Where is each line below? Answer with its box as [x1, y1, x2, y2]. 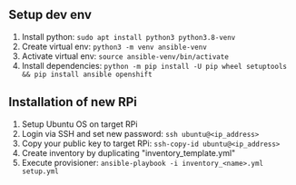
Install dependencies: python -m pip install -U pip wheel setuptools [21, 60, 288, 71]
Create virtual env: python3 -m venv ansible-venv [21, 41, 208, 52]
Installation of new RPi [8, 94, 138, 110]
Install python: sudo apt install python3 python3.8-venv [21, 31, 236, 42]
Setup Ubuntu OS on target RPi [21, 118, 138, 130]
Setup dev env [8, 7, 92, 23]
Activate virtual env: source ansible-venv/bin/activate [21, 50, 229, 62]
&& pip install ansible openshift [21, 70, 153, 79]
